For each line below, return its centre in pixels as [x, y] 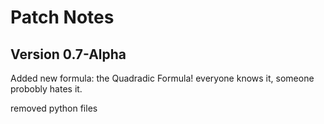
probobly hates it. [46, 89]
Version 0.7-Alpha [68, 54]
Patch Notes [62, 17]
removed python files [54, 108]
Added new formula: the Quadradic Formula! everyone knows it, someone [162, 78]
